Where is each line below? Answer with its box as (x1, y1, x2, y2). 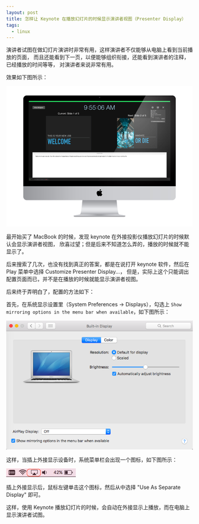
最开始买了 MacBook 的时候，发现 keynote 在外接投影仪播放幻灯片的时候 (6, 233, 185, 240)
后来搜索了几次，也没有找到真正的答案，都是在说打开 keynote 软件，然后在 (6, 261, 190, 268)
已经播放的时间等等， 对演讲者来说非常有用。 (6, 61, 117, 68)
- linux (11, 29, 31, 34)
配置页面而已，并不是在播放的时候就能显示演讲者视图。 (6, 275, 141, 283)
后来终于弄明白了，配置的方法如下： (6, 288, 95, 296)
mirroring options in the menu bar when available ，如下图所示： (6, 308, 170, 315)
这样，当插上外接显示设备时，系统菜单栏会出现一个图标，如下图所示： (6, 456, 178, 463)
